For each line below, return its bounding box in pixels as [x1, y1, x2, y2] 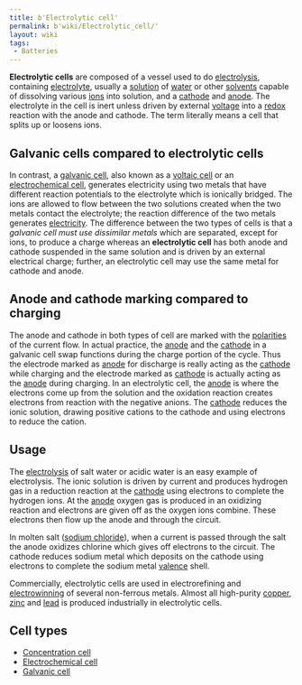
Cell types [9, 623, 68, 638]
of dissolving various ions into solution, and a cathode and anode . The [9, 91, 270, 102]
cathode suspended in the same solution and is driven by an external [9, 245, 266, 257]
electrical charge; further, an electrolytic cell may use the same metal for [9, 255, 279, 266]
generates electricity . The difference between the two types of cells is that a [9, 218, 293, 228]
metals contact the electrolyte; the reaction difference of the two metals [9, 208, 277, 218]
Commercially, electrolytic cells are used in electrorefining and [9, 578, 242, 588]
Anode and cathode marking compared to [9, 292, 249, 307]
